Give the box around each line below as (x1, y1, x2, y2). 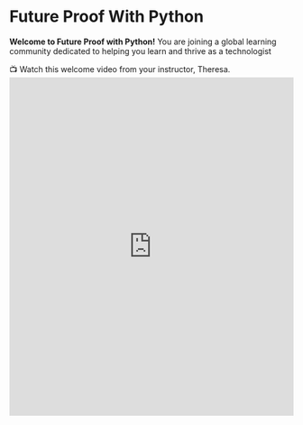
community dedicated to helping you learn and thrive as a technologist (9, 45, 272, 56)
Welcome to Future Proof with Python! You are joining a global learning (9, 36, 277, 47)
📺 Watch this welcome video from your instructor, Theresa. (9, 63, 231, 74)
